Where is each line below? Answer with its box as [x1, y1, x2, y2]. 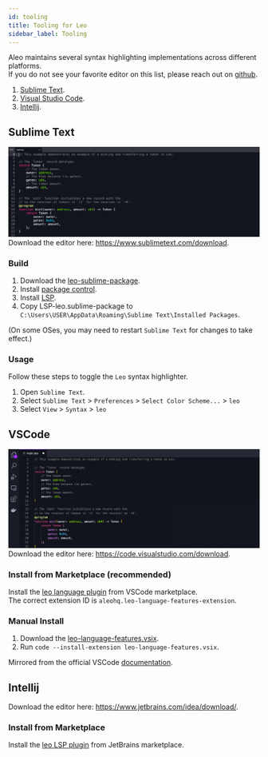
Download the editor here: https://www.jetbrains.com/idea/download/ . [8, 702, 239, 711]
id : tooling [8, 13, 48, 21]
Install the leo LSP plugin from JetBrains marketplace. [8, 740, 185, 750]
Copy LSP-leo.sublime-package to [19, 301, 133, 311]
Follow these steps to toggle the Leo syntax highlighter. [8, 372, 189, 381]
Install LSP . [19, 293, 57, 303]
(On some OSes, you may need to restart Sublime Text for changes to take [8, 325, 253, 335]
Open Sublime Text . [19, 388, 85, 397]
